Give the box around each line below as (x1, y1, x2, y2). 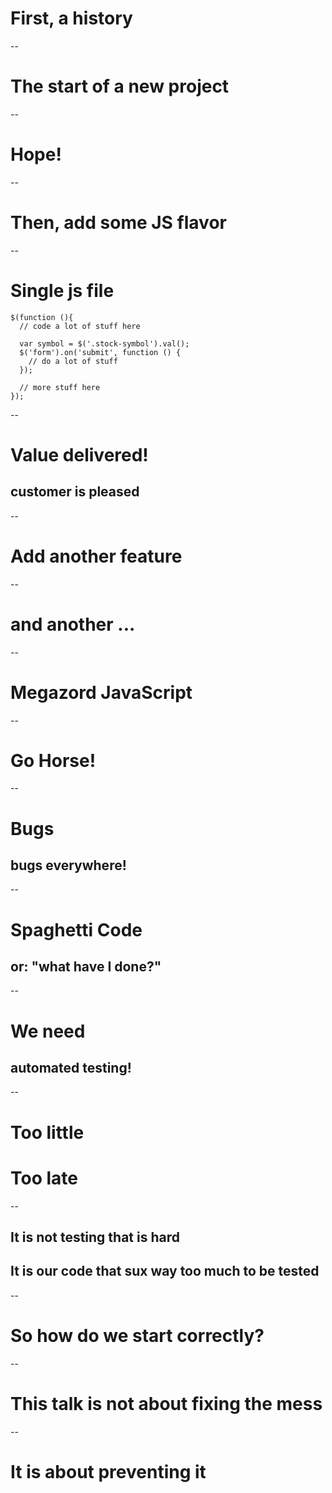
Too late (10, 1167, 78, 1189)
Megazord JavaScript (10, 681, 193, 704)
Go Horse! (10, 749, 97, 772)
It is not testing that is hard (10, 1228, 181, 1246)
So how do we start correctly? (10, 1324, 265, 1347)
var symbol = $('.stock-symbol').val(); (19, 338, 190, 349)
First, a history (10, 7, 133, 30)
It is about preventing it (10, 1460, 207, 1483)
